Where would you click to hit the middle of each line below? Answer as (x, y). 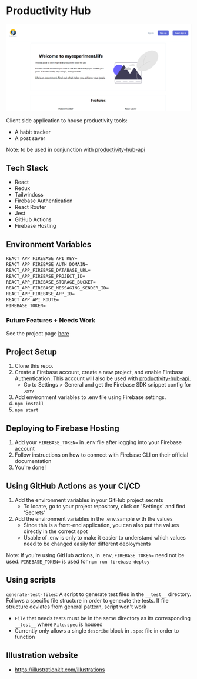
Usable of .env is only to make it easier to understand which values (105, 538)
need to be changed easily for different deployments (87, 544)
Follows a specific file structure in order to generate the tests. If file (87, 600)
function (25, 637)
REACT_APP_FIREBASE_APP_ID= (41, 294)
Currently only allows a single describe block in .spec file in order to (97, 630)
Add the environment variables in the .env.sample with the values (94, 519)
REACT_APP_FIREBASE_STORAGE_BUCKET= (51, 282)
